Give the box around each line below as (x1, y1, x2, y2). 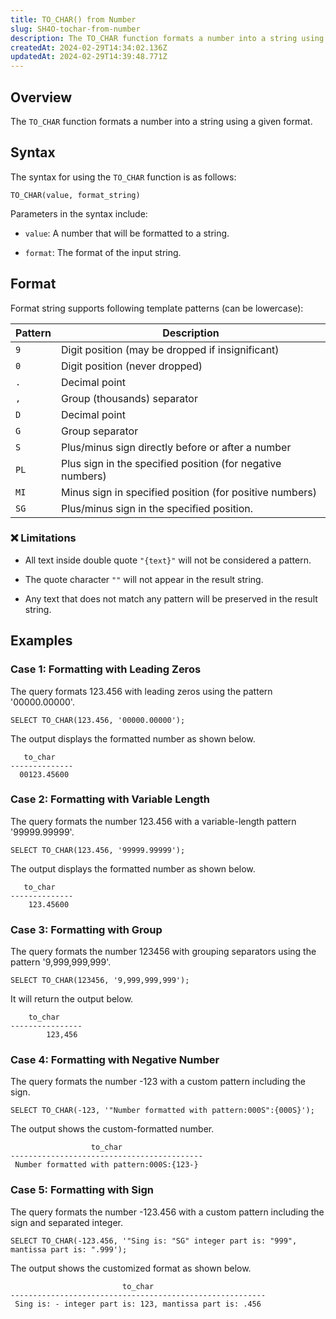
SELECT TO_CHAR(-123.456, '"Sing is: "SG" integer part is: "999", (10, 1236, 298, 1246)
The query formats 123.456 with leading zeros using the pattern (10, 685, 273, 697)
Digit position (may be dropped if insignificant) (60, 342, 280, 356)
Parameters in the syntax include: (10, 207, 148, 220)
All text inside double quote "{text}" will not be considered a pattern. (24, 554, 312, 566)
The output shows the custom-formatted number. (10, 1123, 215, 1135)
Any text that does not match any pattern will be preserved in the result (24, 592, 318, 605)
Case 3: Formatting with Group (10, 922, 163, 936)
